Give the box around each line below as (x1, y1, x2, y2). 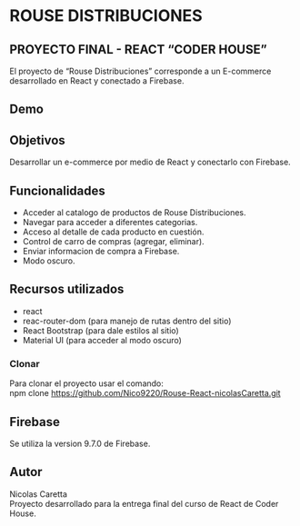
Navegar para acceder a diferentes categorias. (22, 217, 198, 228)
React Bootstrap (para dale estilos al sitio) (22, 324, 179, 336)
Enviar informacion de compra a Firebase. (22, 246, 180, 257)
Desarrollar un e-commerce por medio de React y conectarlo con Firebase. (9, 156, 291, 168)
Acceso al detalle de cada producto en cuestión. (22, 226, 205, 237)
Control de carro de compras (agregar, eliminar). (22, 236, 205, 247)
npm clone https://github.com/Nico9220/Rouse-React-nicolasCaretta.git (9, 388, 281, 399)
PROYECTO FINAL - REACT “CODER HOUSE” (9, 42, 267, 57)
